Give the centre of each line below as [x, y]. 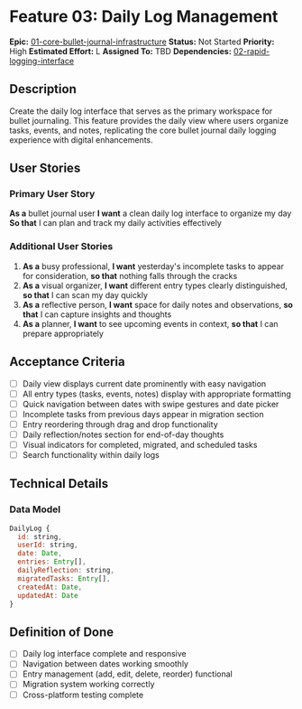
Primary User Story [52, 194]
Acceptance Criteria [67, 362]
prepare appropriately [63, 333]
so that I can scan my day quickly [85, 294]
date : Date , [40, 554]
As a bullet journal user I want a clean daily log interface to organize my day [151, 213]
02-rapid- [252, 51]
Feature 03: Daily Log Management [144, 17]
